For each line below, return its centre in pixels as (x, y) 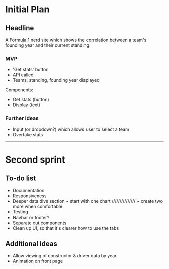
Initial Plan (27, 9)
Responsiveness (29, 196)
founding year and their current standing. (48, 45)
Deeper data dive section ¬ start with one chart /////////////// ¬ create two (88, 201)
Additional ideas (31, 244)
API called (23, 75)
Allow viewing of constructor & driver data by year (64, 256)
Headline (20, 28)
